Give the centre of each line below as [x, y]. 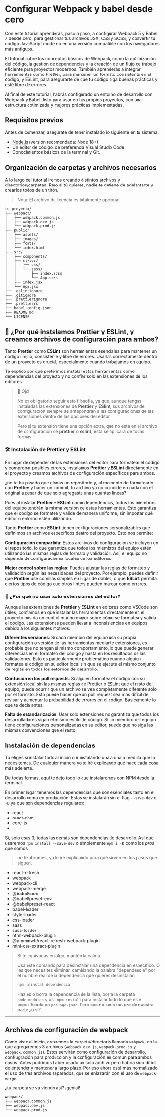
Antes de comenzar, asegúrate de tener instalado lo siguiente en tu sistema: [82, 132]
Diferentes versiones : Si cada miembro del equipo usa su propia [71, 637]
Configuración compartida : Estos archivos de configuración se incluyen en [82, 542]
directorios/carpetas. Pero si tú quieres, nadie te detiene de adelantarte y [79, 185]
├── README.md [20, 312]
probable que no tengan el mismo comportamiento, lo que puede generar [79, 648]
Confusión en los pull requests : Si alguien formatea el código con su [75, 678]
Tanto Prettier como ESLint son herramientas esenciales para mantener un [81, 351]
